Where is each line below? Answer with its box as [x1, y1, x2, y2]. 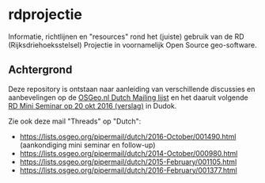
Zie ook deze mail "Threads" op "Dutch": [8, 116, 142, 126]
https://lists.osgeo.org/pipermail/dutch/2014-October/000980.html [19, 148, 238, 158]
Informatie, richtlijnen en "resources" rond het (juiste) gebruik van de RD [8, 32, 244, 41]
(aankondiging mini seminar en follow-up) [19, 140, 156, 150]
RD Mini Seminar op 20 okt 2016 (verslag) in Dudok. [8, 101, 177, 110]
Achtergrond [8, 63, 73, 77]
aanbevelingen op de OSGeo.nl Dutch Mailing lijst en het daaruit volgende [8, 93, 248, 102]
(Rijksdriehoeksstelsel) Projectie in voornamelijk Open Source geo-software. [8, 40, 257, 49]
